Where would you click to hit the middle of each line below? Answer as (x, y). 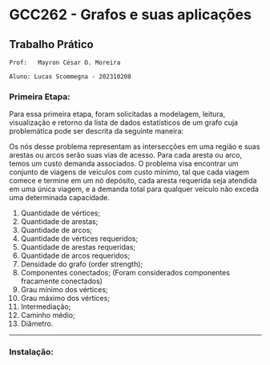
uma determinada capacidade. (60, 198)
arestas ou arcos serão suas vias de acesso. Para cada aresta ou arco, (126, 155)
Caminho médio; (48, 315)
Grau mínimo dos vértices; (64, 290)
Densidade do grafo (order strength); (82, 264)
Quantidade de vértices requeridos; (79, 239)
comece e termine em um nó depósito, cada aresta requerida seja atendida (133, 181)
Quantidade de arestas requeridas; (78, 247)
